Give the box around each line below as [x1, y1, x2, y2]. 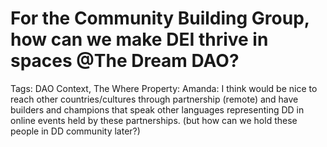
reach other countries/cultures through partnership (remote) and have [10, 93, 299, 105]
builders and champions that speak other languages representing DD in [10, 103, 305, 116]
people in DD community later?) [10, 125, 141, 137]
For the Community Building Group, [10, 7, 310, 30]
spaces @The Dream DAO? [10, 50, 240, 72]
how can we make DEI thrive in [10, 28, 269, 51]
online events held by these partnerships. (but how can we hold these [10, 114, 298, 126]
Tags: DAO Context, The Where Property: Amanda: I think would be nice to [10, 82, 318, 94]
